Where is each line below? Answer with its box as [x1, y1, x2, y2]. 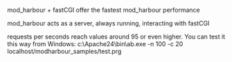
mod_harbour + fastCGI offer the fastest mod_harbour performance [7, 6, 200, 14]
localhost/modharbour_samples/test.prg [7, 48, 122, 55]
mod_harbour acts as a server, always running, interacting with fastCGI [7, 19, 210, 27]
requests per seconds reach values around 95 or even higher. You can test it [7, 32, 226, 41]
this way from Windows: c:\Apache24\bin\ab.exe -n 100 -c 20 [7, 40, 184, 48]
